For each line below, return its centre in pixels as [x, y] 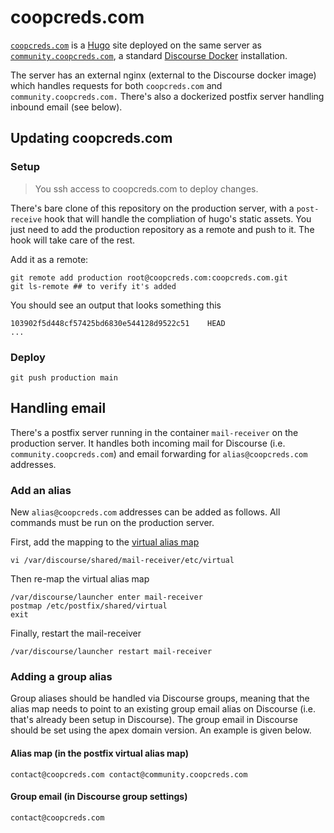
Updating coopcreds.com [91, 138]
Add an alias [41, 490]
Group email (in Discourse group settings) [99, 797]
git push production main [64, 377]
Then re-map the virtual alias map [80, 579]
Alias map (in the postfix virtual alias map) [99, 753]
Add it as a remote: [49, 259]
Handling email [58, 408]
